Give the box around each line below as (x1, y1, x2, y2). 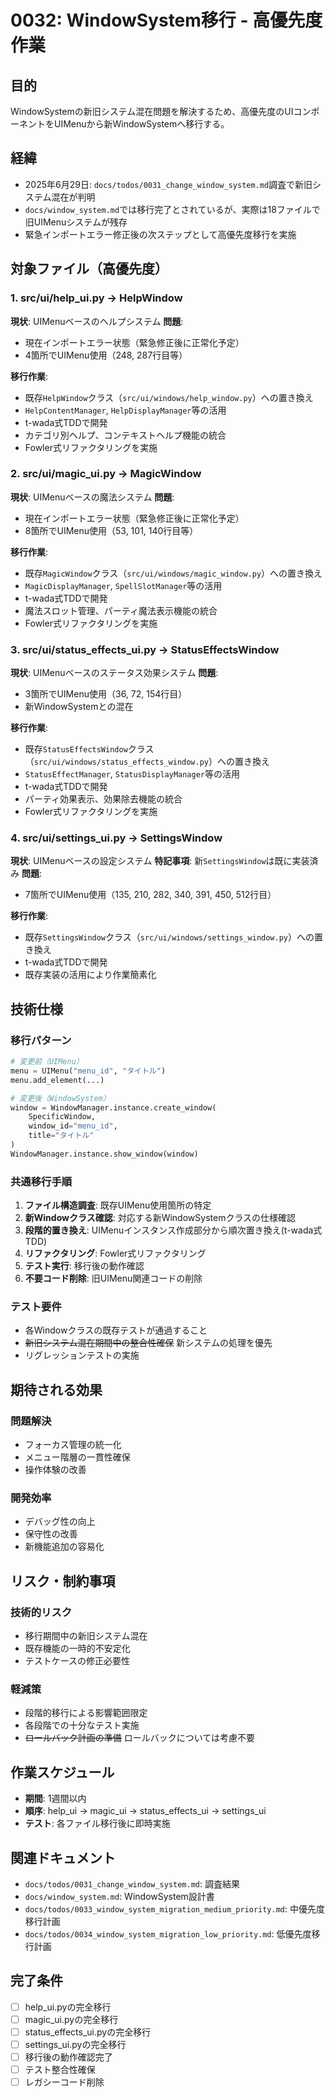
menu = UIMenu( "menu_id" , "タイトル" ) (10, 1066, 167, 1076)
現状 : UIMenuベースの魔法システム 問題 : (10, 491, 175, 503)
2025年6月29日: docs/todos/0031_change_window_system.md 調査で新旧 (24, 178, 313, 190)
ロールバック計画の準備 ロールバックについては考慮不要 (24, 1732, 256, 1744)
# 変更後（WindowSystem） (10, 1093, 111, 1103)
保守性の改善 (24, 1528, 78, 1540)
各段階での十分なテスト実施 (24, 1719, 140, 1731)
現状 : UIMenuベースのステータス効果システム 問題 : (10, 667, 219, 679)
